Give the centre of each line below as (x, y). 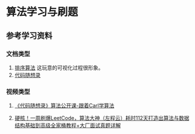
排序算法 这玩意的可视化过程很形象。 (59, 68)
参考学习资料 (29, 36)
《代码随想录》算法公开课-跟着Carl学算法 (64, 106)
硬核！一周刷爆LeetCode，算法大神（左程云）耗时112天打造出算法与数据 (102, 118)
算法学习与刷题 (42, 12)
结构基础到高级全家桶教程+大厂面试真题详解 (68, 125)
